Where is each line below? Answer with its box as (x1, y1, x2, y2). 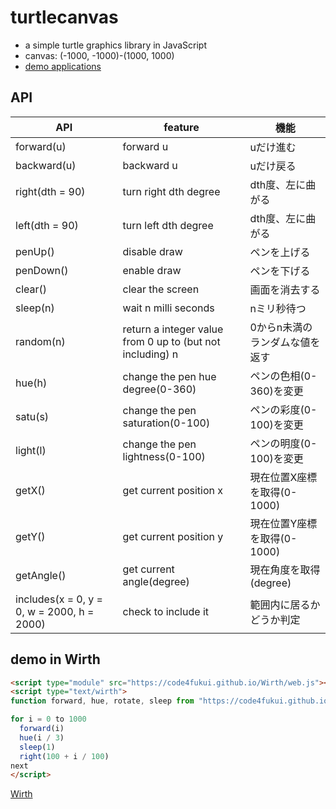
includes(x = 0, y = (15, 592, 103, 606)
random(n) (15, 334, 66, 348)
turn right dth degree (122, 184, 221, 198)
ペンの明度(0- (249, 436, 318, 450)
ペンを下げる (249, 264, 311, 278)
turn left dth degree (122, 218, 214, 232)
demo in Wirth (10, 651, 101, 668)
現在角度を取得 (249, 562, 321, 576)
